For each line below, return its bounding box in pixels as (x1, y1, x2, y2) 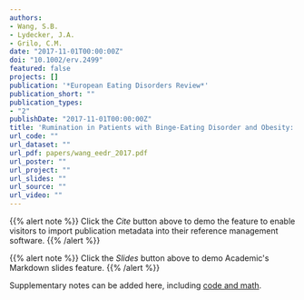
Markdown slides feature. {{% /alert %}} (9, 263, 161, 273)
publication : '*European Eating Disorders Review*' (9, 81, 209, 90)
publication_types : (9, 97, 83, 107)
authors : (9, 13, 43, 23)
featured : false (9, 65, 71, 74)
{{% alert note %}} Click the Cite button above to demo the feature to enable (9, 215, 296, 226)
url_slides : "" (9, 174, 67, 183)
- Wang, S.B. (9, 22, 59, 31)
